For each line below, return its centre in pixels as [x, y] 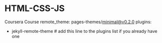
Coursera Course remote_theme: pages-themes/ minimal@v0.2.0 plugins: [78, 22]
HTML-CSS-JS [35, 8]
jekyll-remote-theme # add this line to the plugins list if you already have [84, 31]
